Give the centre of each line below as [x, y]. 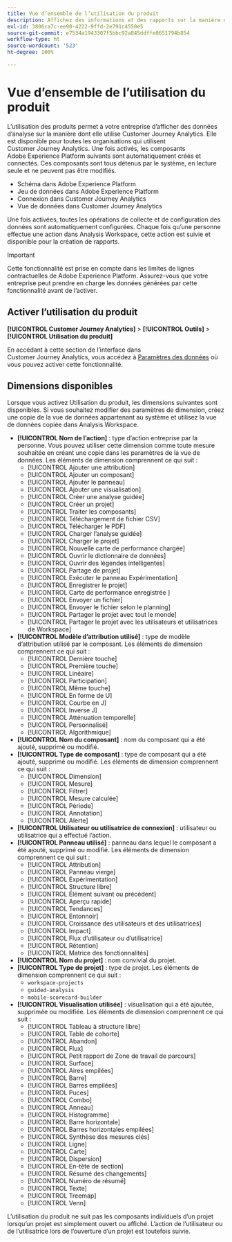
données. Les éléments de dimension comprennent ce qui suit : [107, 460]
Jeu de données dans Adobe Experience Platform [88, 191]
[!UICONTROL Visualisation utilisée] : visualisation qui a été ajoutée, [115, 1005]
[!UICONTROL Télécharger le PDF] [76, 526]
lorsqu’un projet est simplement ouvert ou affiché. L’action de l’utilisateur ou [115, 1224]
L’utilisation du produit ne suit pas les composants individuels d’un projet [110, 1216]
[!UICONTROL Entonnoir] [63, 916]
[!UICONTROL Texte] [57, 1189]
